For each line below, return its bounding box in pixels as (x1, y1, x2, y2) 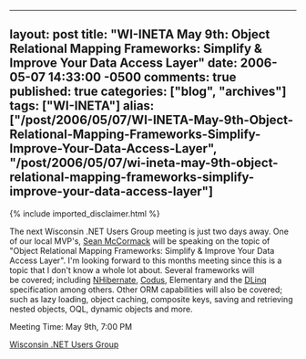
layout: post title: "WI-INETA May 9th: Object (9, 26, 270, 42)
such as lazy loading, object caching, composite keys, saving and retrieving (9, 293, 293, 304)
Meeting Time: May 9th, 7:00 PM (9, 321, 133, 332)
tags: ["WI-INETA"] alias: (9, 98, 155, 114)
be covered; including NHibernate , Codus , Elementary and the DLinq (9, 274, 267, 285)
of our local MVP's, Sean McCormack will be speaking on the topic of (9, 235, 270, 247)
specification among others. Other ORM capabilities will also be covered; (9, 284, 283, 295)
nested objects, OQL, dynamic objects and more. (9, 303, 193, 314)
